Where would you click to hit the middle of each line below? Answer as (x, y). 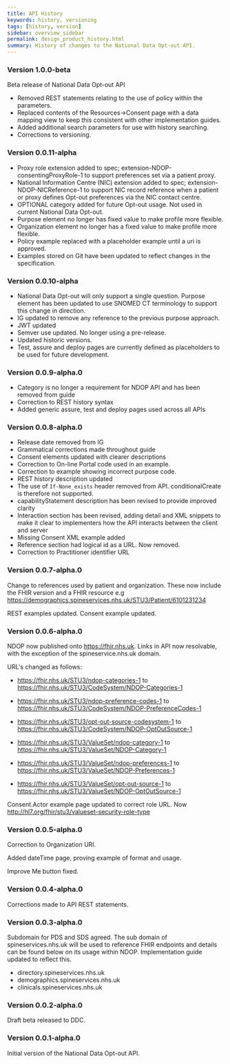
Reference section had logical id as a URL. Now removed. (98, 545)
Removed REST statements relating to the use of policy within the (110, 98)
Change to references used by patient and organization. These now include (114, 585)
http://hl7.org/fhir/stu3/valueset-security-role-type (79, 812)
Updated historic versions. (54, 339)
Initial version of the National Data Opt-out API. (73, 1053)
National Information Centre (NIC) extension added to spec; (102, 182)
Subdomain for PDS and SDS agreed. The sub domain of (87, 937)
